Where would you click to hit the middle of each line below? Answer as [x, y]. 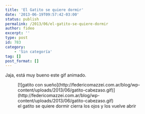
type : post [16, 38]
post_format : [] [22, 61]
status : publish [22, 19]
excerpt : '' [17, 33]
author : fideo [20, 28]
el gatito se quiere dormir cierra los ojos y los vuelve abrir [77, 106]
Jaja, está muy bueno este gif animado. [46, 75]
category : [15, 47]
